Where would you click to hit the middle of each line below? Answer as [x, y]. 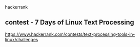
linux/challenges [21, 39]
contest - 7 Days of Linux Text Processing [70, 22]
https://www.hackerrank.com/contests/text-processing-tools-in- [70, 34]
